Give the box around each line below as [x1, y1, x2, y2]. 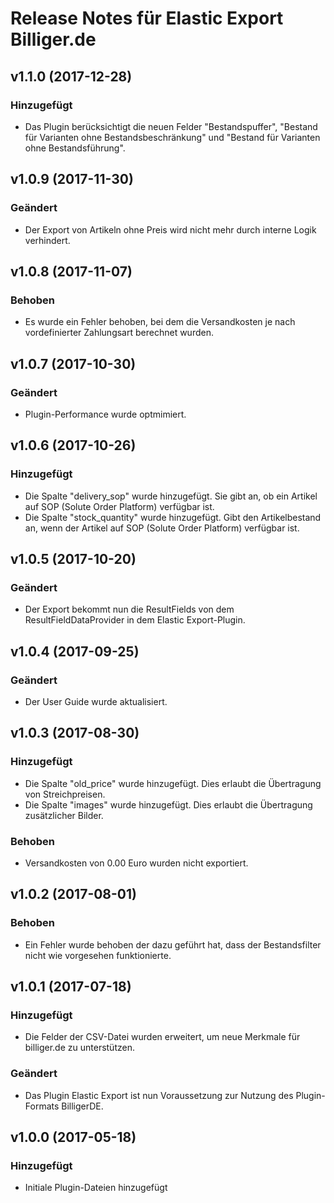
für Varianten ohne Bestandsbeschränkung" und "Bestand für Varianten [24, 131, 321, 143]
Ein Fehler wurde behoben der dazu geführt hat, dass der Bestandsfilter [24, 938, 322, 951]
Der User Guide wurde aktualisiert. [24, 696, 168, 707]
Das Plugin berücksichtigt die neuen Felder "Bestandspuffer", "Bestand [24, 120, 318, 132]
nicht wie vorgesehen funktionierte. [24, 949, 172, 961]
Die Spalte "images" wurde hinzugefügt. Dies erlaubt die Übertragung [24, 798, 313, 811]
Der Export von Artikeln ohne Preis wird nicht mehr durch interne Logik [24, 223, 317, 236]
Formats [24, 1100, 60, 1112]
